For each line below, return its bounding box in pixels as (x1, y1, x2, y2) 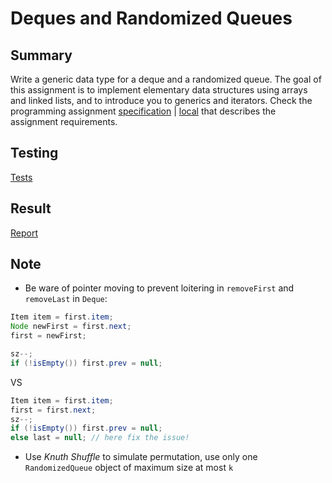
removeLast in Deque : (24, 293, 108, 305)
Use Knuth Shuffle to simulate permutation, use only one (24, 451, 258, 463)
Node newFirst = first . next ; (10, 322, 132, 332)
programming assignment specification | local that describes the (10, 105, 277, 117)
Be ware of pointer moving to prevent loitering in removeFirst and (24, 282, 295, 294)
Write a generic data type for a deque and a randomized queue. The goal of (10, 73, 322, 85)
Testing (10, 145, 59, 162)
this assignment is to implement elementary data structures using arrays (10, 84, 308, 96)
